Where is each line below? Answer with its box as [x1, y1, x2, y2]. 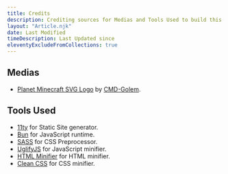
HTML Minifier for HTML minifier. [16, 151, 111, 160]
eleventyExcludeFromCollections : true [7, 42, 118, 48]
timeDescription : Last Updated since [7, 35, 115, 42]
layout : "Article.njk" [7, 23, 72, 29]
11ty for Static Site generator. [16, 123, 99, 131]
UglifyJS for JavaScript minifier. [16, 145, 107, 153]
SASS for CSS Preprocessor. [16, 137, 98, 145]
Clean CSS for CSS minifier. [16, 159, 95, 167]
